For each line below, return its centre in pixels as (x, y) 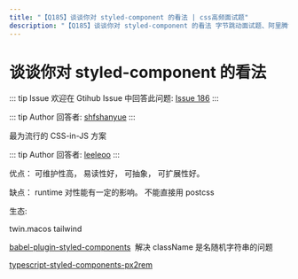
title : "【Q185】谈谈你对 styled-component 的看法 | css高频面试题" (129, 17)
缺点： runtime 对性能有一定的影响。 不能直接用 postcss (112, 192)
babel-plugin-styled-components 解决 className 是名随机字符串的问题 (141, 247)
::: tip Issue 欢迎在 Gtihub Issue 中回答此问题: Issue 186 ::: (114, 98)
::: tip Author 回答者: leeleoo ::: (64, 155)
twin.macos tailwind (46, 229)
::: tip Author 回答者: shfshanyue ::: (72, 117)
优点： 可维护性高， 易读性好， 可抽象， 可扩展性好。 (107, 174)
